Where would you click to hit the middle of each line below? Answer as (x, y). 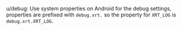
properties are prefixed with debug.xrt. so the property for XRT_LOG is (91, 15)
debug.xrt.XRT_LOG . (30, 21)
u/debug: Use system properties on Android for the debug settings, (89, 9)
